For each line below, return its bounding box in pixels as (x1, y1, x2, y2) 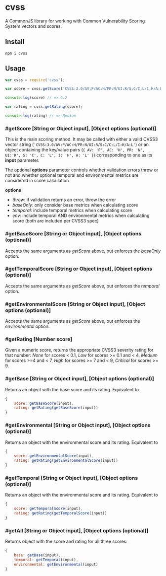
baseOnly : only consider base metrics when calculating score (12, 202, 138, 208)
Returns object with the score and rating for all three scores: (5, 538, 127, 545)
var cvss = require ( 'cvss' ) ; (5, 77, 65, 82)
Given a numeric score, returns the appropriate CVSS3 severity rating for (5, 347, 154, 353)
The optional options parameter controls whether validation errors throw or (5, 167, 159, 173)
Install (5, 38, 25, 46)
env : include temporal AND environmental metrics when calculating (12, 213, 150, 218)
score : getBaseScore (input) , (14, 401, 74, 406)
